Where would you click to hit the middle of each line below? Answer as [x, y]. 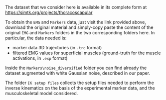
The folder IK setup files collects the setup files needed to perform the [80, 83]
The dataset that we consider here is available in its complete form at [76, 7]
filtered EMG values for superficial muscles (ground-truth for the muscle [86, 53]
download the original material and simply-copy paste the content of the [79, 27]
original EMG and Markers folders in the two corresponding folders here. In [80, 33]
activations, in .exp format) [40, 58]
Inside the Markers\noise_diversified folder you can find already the [76, 68]
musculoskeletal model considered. [42, 93]
